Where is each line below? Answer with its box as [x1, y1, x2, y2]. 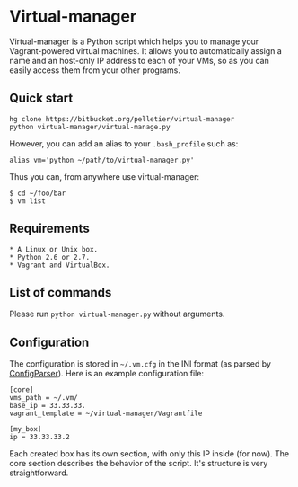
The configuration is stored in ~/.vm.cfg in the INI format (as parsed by [9, 359, 272, 369]
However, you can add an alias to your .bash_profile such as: [9, 137, 239, 149]
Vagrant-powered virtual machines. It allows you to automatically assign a [9, 45, 283, 56]
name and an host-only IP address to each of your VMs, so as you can [9, 55, 269, 66]
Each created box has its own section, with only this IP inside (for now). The [9, 448, 290, 459]
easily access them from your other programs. [9, 65, 181, 75]
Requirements [9, 221, 90, 236]
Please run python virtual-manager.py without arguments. [9, 308, 225, 320]
